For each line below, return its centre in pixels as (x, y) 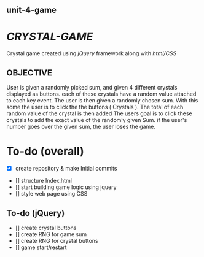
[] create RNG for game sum (51, 234)
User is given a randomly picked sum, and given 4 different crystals (92, 88)
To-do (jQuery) (36, 213)
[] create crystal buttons (46, 228)
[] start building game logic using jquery (66, 187)
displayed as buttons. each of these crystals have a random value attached (101, 94)
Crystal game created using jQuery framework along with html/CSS (92, 53)
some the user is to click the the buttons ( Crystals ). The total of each (95, 107)
